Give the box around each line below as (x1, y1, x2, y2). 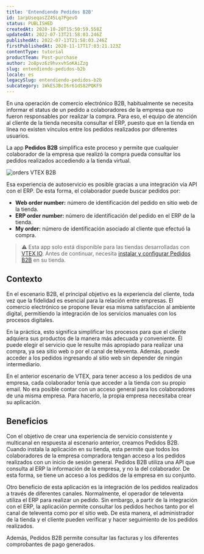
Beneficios (6, 416, 48, 427)
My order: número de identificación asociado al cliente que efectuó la (15, 225, 191, 232)
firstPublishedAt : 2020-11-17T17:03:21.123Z (6, 43, 121, 50)
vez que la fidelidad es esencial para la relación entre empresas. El (6, 297, 174, 304)
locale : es (6, 72, 34, 78)
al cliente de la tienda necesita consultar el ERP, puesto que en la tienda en (6, 119, 195, 126)
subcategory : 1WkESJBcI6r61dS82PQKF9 (6, 83, 102, 89)
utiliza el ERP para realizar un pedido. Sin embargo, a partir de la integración (6, 496, 198, 503)
